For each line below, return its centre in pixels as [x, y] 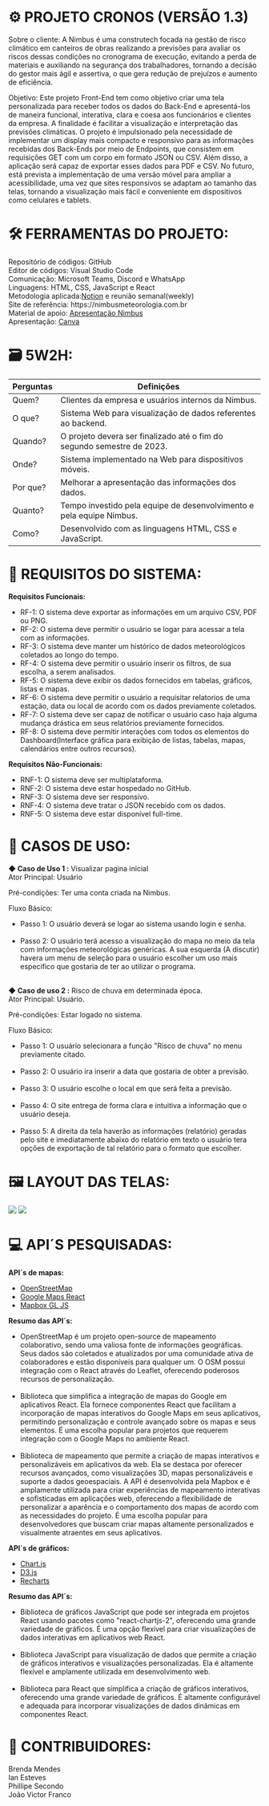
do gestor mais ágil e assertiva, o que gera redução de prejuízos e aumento [133, 73]
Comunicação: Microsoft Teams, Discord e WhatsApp [97, 279]
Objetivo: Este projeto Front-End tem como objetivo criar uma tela [116, 97]
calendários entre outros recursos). [78, 748]
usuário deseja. [45, 1114]
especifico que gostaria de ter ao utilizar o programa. [108, 966]
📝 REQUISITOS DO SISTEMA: [105, 574]
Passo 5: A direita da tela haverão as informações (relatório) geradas [133, 1131]
